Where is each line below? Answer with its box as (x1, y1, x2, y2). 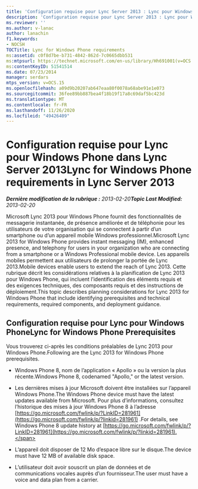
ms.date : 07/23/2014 (6, 69, 57, 75)
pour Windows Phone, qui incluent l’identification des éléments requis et (6, 275, 182, 283)
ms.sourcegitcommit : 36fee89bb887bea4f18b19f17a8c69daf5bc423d (6, 91, 165, 97)
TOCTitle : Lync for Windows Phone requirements (6, 47, 126, 53)
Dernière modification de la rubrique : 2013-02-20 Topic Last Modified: (6, 195, 183, 202)
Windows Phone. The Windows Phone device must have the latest (14, 390, 174, 398)
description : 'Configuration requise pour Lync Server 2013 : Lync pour (6, 14, 189, 20)
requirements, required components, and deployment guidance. (6, 301, 161, 308)
